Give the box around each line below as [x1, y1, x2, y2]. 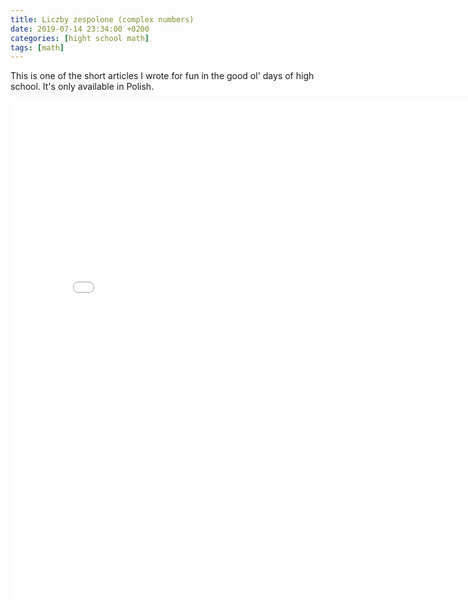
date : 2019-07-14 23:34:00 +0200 [10, 24, 150, 34]
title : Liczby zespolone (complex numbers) [10, 14, 195, 25]
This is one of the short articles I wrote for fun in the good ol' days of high [10, 70, 315, 82]
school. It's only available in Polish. [10, 81, 155, 93]
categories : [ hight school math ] [10, 33, 150, 43]
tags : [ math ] [10, 42, 65, 53]
